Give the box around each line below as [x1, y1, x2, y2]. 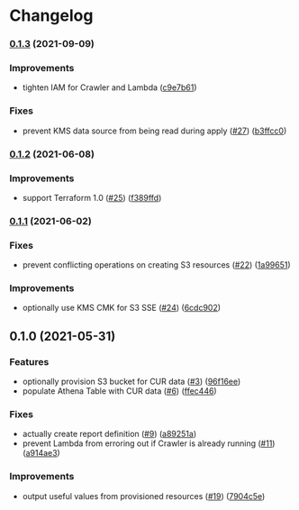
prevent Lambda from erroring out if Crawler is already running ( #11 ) [22, 438, 276, 449]
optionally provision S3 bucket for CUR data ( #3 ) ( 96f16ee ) [22, 376, 241, 387]
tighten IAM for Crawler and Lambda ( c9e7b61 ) [22, 82, 197, 93]
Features [9, 355, 50, 368]
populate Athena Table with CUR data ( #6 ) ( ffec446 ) [22, 386, 218, 396]
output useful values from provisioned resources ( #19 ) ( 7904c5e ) [22, 490, 266, 501]
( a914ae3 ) [22, 448, 60, 459]
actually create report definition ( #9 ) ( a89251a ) [22, 429, 197, 440]
